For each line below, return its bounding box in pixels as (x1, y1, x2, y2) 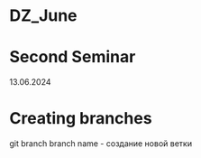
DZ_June (9, 5, 78, 26)
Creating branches (9, 108, 152, 129)
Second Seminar (9, 47, 136, 68)
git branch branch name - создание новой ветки (9, 138, 192, 149)
